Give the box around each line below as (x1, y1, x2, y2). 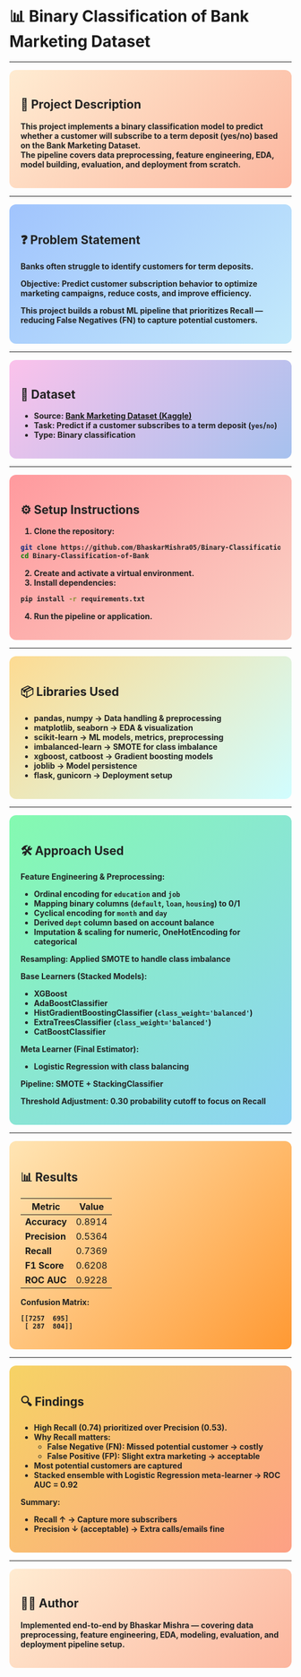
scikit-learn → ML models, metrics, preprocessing (33, 731, 224, 743)
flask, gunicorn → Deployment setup (33, 770, 173, 780)
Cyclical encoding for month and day (33, 907, 168, 918)
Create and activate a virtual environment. (33, 567, 195, 578)
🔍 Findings (21, 1394, 85, 1409)
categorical (33, 936, 78, 947)
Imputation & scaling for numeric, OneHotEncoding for (33, 927, 241, 938)
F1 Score (25, 1260, 64, 1272)
